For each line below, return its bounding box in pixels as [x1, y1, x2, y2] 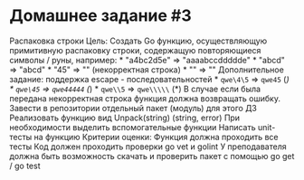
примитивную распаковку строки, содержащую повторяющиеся [9, 44, 261, 55]
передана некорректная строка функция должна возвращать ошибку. [9, 92, 280, 104]
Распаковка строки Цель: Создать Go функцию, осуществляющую [9, 35, 268, 46]
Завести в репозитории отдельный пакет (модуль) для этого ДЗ [9, 102, 258, 113]
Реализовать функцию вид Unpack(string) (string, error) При [9, 112, 241, 123]
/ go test [9, 160, 41, 171]
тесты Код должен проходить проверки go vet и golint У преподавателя [9, 141, 287, 152]
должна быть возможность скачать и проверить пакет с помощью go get [9, 150, 295, 161]
